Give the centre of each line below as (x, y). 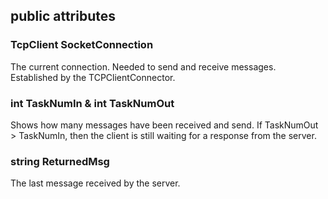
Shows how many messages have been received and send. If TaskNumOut (164, 125)
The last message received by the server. (95, 183)
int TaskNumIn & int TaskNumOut (92, 103)
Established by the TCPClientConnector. (93, 77)
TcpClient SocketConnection (82, 45)
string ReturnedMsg (60, 161)
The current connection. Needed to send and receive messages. (143, 66)
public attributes (63, 16)
